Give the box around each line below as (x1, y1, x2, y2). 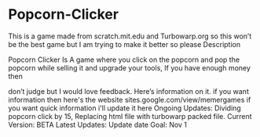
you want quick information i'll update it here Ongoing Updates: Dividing (8, 103, 241, 113)
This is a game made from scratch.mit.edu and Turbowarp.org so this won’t (8, 31, 252, 41)
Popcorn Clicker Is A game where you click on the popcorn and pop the (8, 55, 240, 64)
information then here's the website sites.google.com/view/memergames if (8, 95, 251, 104)
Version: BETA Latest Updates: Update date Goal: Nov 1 (8, 120, 187, 129)
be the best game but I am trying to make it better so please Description (8, 39, 241, 49)
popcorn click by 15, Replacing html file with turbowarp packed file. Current (8, 111, 252, 121)
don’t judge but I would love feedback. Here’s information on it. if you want (8, 86, 249, 96)
